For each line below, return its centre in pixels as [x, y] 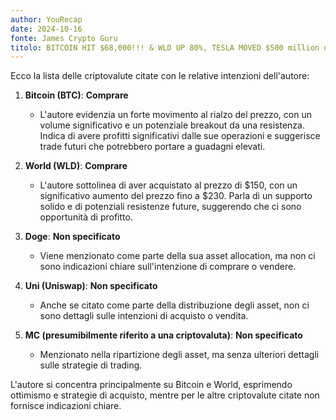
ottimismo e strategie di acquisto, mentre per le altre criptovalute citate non [165, 395]
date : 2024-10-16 [46, 29]
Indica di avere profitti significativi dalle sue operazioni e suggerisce [180, 136]
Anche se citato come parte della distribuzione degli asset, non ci [174, 305]
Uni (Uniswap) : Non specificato [91, 286]
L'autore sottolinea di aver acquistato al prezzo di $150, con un [168, 185]
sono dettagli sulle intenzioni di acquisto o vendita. [144, 316]
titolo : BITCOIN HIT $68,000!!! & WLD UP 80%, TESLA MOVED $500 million [165, 47]
